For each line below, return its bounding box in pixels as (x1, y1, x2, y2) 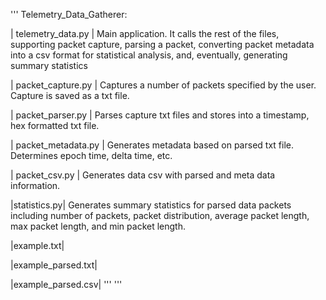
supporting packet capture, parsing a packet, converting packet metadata (10, 39, 315, 50)
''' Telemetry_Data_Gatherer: (10, 9, 128, 20)
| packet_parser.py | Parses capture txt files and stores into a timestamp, (10, 109, 310, 121)
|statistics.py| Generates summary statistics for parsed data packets (10, 199, 292, 211)
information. (10, 180, 61, 191)
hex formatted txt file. (10, 120, 100, 131)
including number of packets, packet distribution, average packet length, (10, 210, 310, 221)
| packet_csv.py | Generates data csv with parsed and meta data (10, 169, 276, 181)
